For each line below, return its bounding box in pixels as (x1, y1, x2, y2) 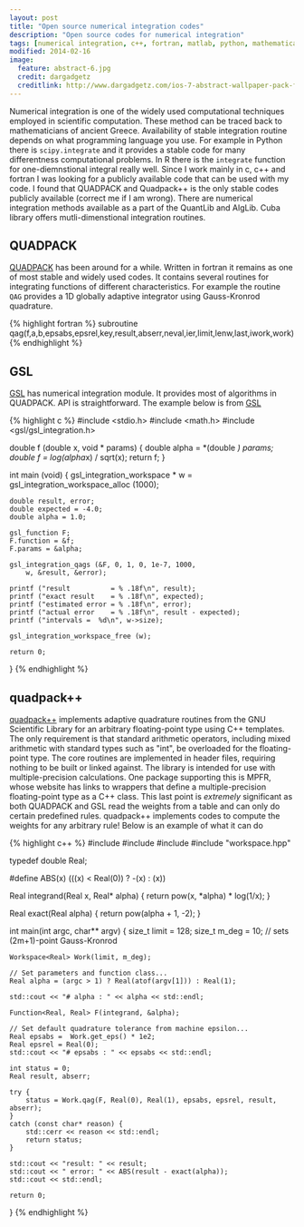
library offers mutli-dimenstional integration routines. (9, 211, 206, 222)
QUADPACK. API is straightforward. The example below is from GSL (9, 398, 261, 408)
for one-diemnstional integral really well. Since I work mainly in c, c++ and (9, 163, 286, 174)
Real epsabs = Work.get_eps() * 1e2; (9, 1032, 156, 1042)
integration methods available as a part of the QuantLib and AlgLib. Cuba (9, 201, 280, 213)
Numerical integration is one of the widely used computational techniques (9, 105, 285, 116)
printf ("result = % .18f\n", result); (9, 584, 196, 594)
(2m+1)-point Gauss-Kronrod (9, 936, 118, 947)
